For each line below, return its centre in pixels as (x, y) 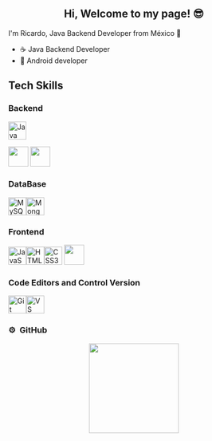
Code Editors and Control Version (75, 283)
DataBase (27, 184)
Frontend (26, 231)
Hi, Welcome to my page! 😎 (134, 14)
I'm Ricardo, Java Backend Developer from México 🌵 (95, 33)
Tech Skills (36, 86)
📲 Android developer (53, 61)
